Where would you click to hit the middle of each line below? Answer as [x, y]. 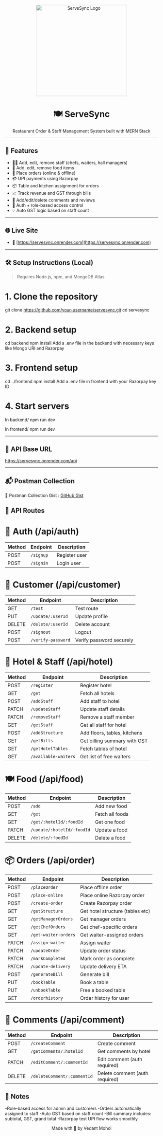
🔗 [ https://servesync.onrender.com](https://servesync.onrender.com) [81, 242]
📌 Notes [17, 1097]
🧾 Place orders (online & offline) [44, 173]
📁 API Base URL [29, 449]
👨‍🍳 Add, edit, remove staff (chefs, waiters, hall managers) [70, 163]
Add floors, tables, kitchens [111, 733]
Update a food [111, 830]
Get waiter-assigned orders [112, 934]
